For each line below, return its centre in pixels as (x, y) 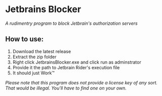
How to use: (25, 39)
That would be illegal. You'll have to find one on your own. (66, 88)
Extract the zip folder (34, 57)
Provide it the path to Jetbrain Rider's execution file (66, 67)
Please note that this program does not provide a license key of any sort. (82, 82)
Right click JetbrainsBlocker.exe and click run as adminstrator (77, 62)
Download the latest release (42, 51)
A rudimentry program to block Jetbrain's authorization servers (71, 23)
